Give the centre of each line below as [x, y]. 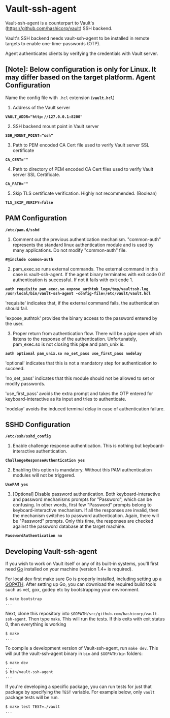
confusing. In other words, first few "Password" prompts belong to [82, 505]
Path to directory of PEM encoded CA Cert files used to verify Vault [83, 169]
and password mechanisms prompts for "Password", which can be [82, 499]
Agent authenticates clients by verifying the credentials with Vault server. [82, 53]
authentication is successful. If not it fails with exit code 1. [73, 280]
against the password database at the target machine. [69, 526]
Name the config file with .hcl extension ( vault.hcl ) [60, 98]
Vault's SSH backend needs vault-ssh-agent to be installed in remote [77, 38]
